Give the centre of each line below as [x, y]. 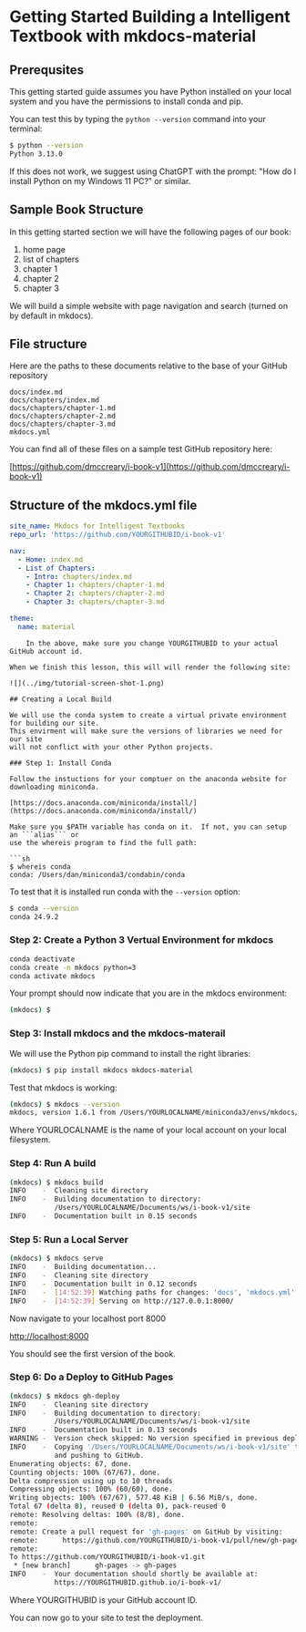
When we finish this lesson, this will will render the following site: [150, 667]
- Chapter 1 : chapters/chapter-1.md [96, 585]
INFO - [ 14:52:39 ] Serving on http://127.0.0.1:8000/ [122, 1301]
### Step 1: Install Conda [61, 763]
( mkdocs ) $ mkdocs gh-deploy [65, 1396]
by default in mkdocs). [51, 315]
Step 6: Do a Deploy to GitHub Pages [92, 1377]
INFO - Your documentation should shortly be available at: [134, 1575]
